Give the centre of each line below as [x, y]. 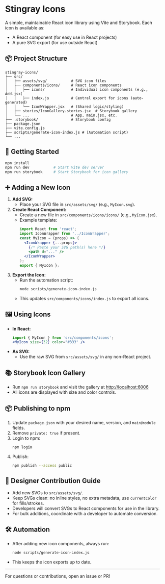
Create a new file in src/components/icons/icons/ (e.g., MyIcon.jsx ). [88, 215]
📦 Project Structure [36, 59]
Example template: [38, 220]
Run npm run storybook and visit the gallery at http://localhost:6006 [80, 387]
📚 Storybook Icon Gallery [45, 373]
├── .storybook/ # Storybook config [58, 119]
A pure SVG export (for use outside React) [55, 42]
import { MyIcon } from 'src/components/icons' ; [63, 338]
